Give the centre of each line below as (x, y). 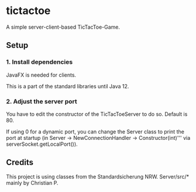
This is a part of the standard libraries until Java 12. (68, 86)
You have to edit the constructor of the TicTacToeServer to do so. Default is (97, 114)
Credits (20, 162)
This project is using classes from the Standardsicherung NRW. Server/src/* (98, 176)
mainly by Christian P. (32, 183)
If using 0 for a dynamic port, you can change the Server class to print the (95, 131)
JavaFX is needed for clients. (41, 75)
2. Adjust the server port (42, 101)
